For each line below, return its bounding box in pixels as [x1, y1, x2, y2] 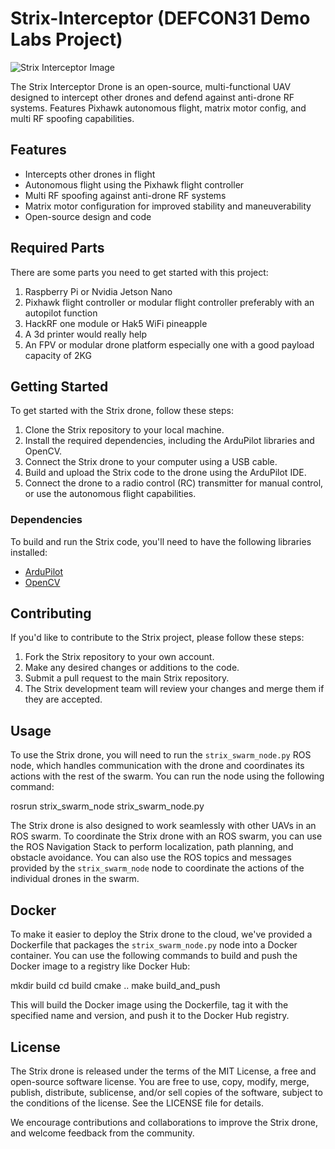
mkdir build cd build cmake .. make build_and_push [10, 980, 221, 992]
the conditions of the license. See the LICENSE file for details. [10, 1097, 265, 1109]
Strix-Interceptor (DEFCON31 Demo [10, 7, 311, 30]
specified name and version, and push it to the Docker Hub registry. [10, 1010, 290, 1022]
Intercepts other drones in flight [24, 168, 156, 180]
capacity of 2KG [24, 349, 92, 361]
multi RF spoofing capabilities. [10, 112, 135, 124]
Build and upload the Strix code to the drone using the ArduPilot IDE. [24, 467, 307, 479]
